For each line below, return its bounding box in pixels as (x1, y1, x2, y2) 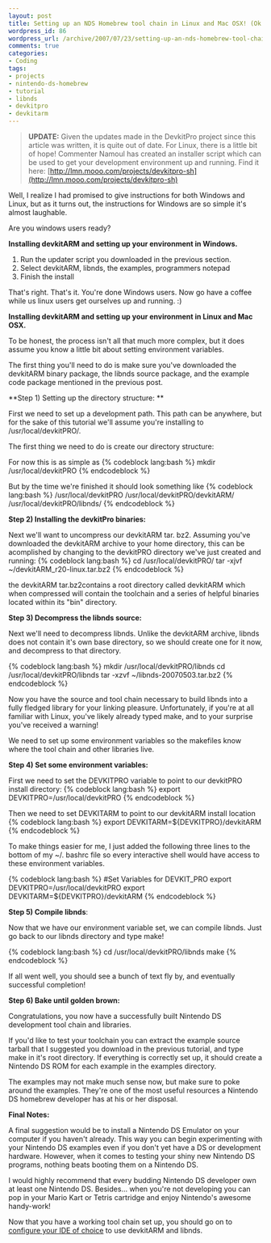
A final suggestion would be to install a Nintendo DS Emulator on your (8, 1126, 240, 1135)
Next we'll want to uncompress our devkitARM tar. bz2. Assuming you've (8, 531, 251, 539)
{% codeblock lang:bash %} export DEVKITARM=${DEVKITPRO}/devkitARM (8, 818, 262, 827)
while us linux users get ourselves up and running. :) (8, 296, 182, 306)
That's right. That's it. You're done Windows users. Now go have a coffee (8, 288, 252, 297)
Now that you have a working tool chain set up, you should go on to (8, 1217, 232, 1226)
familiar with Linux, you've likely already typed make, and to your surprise (8, 712, 253, 721)
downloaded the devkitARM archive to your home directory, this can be (8, 539, 245, 548)
